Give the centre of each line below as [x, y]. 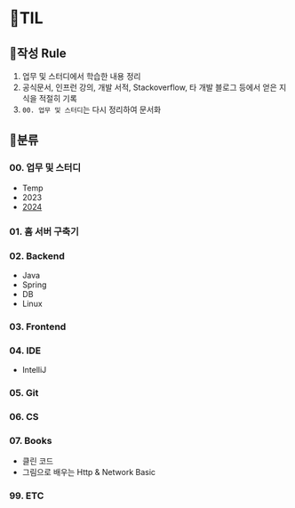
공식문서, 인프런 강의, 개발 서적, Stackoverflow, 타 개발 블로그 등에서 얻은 [149, 87]
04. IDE [25, 351]
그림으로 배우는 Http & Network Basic [89, 472]
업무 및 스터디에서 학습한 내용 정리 [81, 76]
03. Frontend [38, 327]
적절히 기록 [58, 98]
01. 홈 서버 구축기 [44, 231]
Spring [34, 285]
